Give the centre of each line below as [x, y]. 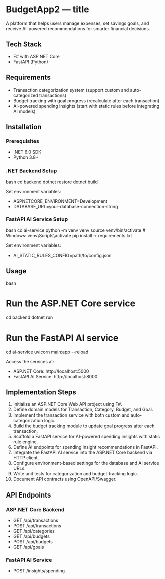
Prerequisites [22, 141]
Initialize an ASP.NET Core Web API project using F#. [67, 404]
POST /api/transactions [37, 526]
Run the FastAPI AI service [62, 338]
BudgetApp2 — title [47, 9]
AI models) [24, 111]
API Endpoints [28, 495]
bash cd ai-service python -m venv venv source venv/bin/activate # [76, 230]
